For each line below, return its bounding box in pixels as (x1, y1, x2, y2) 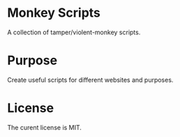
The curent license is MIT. (7, 123, 82, 131)
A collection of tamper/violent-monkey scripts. (7, 28, 141, 36)
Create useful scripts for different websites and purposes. (7, 75, 174, 84)
